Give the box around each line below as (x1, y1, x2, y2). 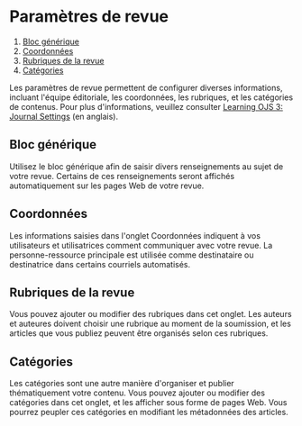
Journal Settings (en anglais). (9, 111, 119, 122)
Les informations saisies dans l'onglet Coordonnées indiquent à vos (9, 230, 261, 240)
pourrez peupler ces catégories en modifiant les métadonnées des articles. (9, 407, 288, 418)
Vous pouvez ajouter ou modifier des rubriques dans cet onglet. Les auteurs (9, 309, 292, 320)
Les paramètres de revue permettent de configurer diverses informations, (9, 82, 283, 93)
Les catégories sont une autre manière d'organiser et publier (9, 378, 234, 389)
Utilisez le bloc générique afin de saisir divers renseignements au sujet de (9, 160, 284, 172)
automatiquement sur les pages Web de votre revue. (9, 180, 205, 191)
